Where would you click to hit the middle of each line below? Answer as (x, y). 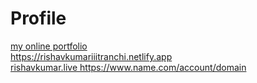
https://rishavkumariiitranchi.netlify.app (91, 56)
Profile (38, 18)
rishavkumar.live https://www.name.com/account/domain (128, 67)
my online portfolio (49, 46)
